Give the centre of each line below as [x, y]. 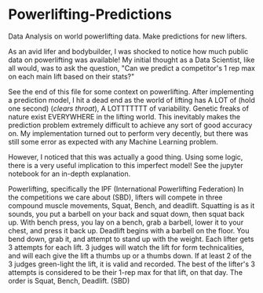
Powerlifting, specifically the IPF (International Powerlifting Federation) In [126, 189]
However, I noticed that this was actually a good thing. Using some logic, [126, 157]
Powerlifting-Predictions [90, 15]
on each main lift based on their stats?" [71, 76]
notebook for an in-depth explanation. [69, 174]
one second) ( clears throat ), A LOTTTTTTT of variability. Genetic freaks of [129, 108]
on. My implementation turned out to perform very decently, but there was [128, 133]
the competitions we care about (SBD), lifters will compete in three [115, 197]
